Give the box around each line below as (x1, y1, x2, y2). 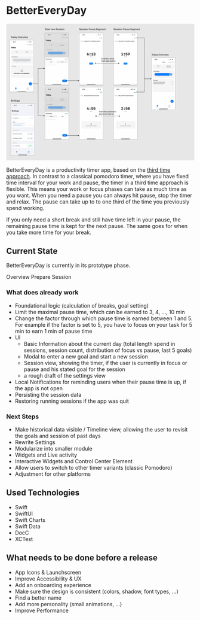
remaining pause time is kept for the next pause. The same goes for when (6, 222, 188, 229)
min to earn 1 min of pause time (14, 327, 93, 335)
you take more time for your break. (6, 229, 91, 236)
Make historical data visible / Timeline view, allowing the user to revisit (14, 426, 188, 433)
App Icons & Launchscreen (14, 569, 82, 576)
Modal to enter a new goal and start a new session (23, 352, 148, 360)
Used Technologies (6, 488, 79, 498)
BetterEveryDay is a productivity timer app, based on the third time (6, 166, 171, 174)
